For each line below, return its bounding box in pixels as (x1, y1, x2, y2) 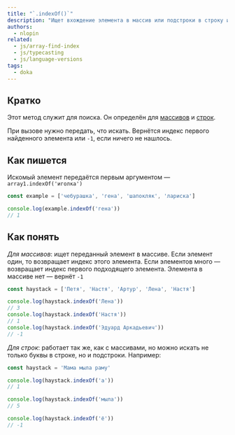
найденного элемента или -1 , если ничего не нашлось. (7, 134, 173, 143)
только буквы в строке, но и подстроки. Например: (7, 350, 162, 359)
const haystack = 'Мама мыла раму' (7, 364, 111, 371)
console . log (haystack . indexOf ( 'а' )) (7, 377, 114, 384)
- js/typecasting (13, 50, 64, 57)
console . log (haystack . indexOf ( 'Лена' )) (7, 298, 124, 305)
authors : (7, 23, 33, 30)
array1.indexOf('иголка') (7, 180, 83, 187)
